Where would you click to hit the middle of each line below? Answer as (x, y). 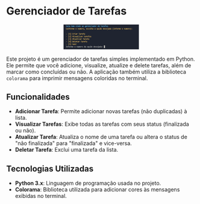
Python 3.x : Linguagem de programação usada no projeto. (88, 183)
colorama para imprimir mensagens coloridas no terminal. (77, 78)
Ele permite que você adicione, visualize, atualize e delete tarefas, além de (99, 65)
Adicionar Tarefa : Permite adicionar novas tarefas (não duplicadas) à (101, 111)
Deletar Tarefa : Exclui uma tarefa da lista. (67, 150)
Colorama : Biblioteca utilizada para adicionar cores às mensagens (97, 190)
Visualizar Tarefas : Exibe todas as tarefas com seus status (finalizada (102, 124)
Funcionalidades (38, 97)
